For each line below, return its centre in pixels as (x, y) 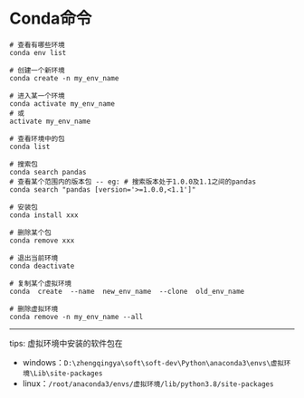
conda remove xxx (42, 241)
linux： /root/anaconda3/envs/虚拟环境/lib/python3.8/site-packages (148, 383)
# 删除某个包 (30, 232)
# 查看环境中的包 (37, 138)
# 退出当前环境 (34, 258)
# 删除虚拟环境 (34, 308)
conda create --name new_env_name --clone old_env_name (127, 291)
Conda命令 (51, 19)
